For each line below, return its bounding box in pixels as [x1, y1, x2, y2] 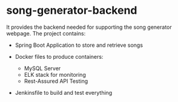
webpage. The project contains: [6, 29, 86, 37]
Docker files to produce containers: [15, 53, 104, 60]
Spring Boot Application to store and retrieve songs [15, 41, 143, 49]
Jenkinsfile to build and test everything [15, 89, 113, 96]
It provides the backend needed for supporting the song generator [6, 23, 173, 31]
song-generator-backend [6, 4, 137, 17]
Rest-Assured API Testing [24, 77, 88, 85]
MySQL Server [24, 64, 61, 72]
